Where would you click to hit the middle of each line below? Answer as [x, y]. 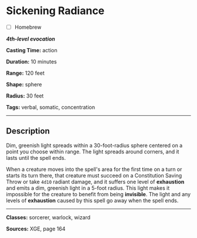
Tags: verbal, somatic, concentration [51, 107]
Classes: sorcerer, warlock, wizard [48, 217]
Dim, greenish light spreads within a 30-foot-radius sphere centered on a [94, 145]
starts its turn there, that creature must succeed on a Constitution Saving [94, 175]
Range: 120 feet [26, 73]
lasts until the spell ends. [36, 157]
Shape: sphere [24, 84]
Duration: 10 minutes [31, 62]
